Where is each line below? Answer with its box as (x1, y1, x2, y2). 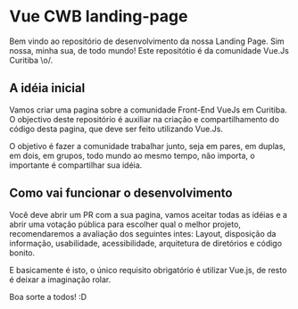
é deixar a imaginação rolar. (9, 274, 112, 285)
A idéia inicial (9, 80, 86, 96)
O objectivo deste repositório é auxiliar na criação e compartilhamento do (9, 113, 279, 124)
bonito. (9, 247, 36, 258)
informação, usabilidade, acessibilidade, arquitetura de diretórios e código (9, 238, 283, 248)
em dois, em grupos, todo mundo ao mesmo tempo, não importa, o (9, 150, 256, 161)
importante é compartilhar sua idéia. (9, 159, 143, 171)
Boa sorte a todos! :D (9, 291, 87, 302)
